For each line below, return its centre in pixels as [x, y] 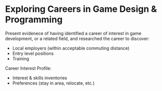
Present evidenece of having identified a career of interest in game [73, 33]
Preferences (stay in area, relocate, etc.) [54, 83]
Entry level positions [33, 53]
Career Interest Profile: [28, 68]
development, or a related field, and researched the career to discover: [77, 39]
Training [21, 58]
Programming [34, 20]
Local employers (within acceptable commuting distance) [71, 48]
